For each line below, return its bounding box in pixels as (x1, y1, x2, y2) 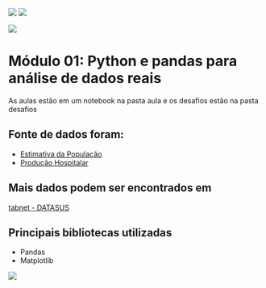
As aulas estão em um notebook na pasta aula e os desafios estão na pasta (8, 95, 260, 105)
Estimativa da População (19, 149, 102, 159)
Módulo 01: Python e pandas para (8, 52, 238, 70)
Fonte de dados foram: (8, 127, 125, 141)
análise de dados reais (8, 69, 162, 88)
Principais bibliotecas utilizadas (8, 226, 172, 240)
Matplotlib (19, 256, 54, 265)
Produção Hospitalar (19, 157, 89, 167)
